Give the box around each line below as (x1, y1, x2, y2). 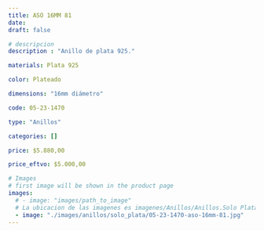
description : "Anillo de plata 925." (8, 48, 135, 56)
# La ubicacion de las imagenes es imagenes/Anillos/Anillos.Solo (15, 204, 237, 211)
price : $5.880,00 (8, 146, 65, 154)
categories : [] (8, 132, 58, 140)
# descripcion (8, 40, 55, 48)
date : (8, 19, 26, 27)
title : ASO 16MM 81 (8, 11, 72, 20)
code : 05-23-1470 (8, 103, 65, 112)
